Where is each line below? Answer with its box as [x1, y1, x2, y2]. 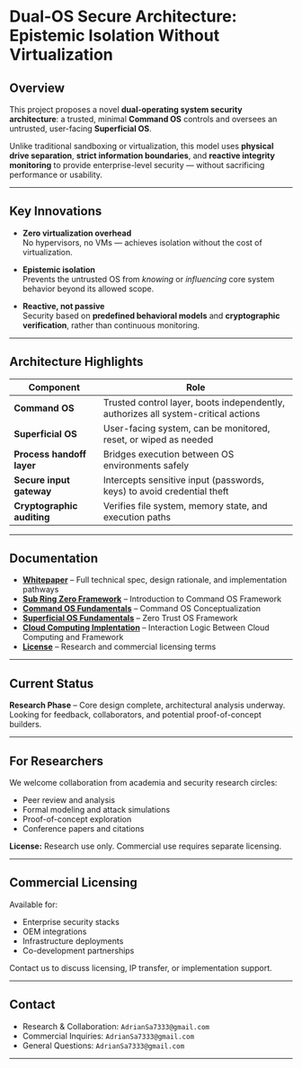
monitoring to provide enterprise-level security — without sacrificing [9, 160, 265, 170]
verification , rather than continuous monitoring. [22, 319, 200, 330]
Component [28, 380, 81, 393]
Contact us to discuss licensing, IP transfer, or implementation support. [9, 962, 272, 973]
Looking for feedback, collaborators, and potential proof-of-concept [9, 709, 262, 720]
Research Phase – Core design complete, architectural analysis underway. [9, 699, 286, 711]
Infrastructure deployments [22, 935, 124, 946]
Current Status [9, 676, 94, 691]
